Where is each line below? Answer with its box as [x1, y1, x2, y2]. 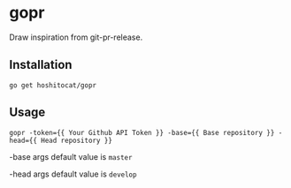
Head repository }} [41, 136, 113, 145]
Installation [9, 57, 73, 72]
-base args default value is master [9, 151, 133, 162]
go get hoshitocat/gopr [9, 80, 97, 90]
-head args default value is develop [9, 169, 137, 179]
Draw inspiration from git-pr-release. [9, 32, 143, 42]
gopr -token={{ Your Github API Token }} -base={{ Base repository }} [9, 128, 275, 137]
